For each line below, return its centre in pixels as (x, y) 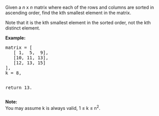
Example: (16, 38)
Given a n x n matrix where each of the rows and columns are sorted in (80, 7)
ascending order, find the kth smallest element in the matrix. (68, 13)
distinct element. (23, 28)
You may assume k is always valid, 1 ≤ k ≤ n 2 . (53, 108)
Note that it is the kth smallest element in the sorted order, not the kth (78, 23)
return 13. (19, 88)
